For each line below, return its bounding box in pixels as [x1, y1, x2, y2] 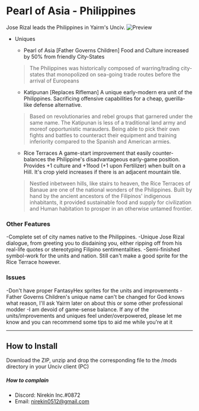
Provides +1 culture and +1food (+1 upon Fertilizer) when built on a [23, 162, 185, 169]
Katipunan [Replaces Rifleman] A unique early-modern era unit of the [23, 88, 192, 95]
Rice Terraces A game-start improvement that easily [23, 149, 151, 157]
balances [23, 155, 46, 163]
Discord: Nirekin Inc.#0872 [14, 391, 81, 399]
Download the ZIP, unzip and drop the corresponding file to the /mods [6, 357, 177, 364]
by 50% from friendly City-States [23, 53, 105, 60]
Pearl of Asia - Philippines [6, 4, 136, 18]
